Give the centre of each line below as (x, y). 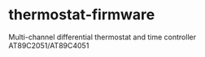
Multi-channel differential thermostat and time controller (102, 37)
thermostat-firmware (82, 15)
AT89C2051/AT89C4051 (49, 45)
